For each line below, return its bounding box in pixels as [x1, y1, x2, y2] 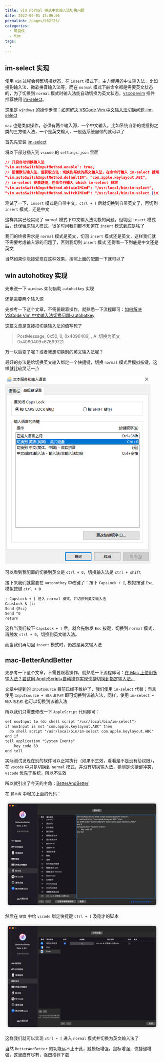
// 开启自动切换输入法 [5, 160, 45, 165]
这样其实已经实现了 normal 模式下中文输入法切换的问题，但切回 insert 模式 [5, 216, 156, 222]
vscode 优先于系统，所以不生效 [5, 770, 67, 776]
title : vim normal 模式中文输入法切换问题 [5, 8, 84, 13]
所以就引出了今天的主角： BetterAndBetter [5, 780, 89, 786]
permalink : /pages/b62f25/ [5, 18, 60, 23]
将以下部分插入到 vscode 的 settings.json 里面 [5, 149, 99, 155]
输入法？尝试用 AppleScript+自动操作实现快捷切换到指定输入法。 [5, 676, 136, 682]
